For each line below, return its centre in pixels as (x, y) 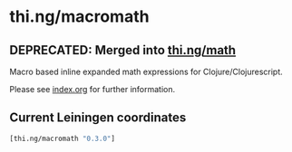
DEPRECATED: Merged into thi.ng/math (123, 50)
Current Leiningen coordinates (98, 118)
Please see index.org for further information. (92, 89)
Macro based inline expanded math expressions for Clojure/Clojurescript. (146, 71)
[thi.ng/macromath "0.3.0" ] (63, 138)
